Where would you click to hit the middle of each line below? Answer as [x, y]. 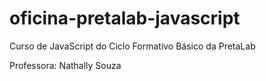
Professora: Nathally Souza [65, 65]
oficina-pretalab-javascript [125, 18]
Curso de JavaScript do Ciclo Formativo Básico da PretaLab [132, 46]
